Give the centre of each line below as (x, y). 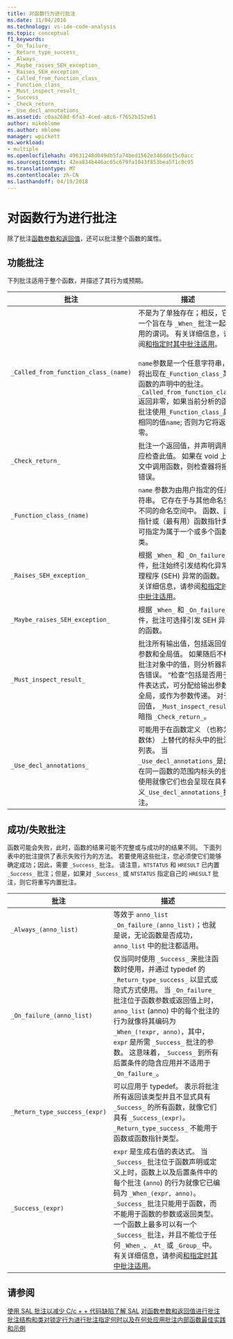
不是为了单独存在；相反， (180, 313)
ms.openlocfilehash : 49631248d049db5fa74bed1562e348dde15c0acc (101, 156)
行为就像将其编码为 (145, 1021)
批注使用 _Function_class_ (181, 412)
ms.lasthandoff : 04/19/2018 (48, 181)
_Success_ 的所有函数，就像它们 (165, 1107)
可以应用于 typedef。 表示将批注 (166, 1086)
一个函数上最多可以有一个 (155, 1224)
